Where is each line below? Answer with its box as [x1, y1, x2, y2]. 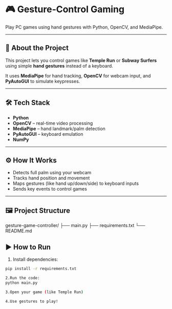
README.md [5, 228, 32, 234]
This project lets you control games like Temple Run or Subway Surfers [5, 57, 157, 64]
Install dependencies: [12, 256, 58, 262]
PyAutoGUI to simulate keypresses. [5, 78, 80, 84]
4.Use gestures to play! [5, 299, 58, 304]
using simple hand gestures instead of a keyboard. [5, 63, 114, 69]
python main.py [5, 280, 38, 285]
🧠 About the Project [5, 44, 69, 52]
